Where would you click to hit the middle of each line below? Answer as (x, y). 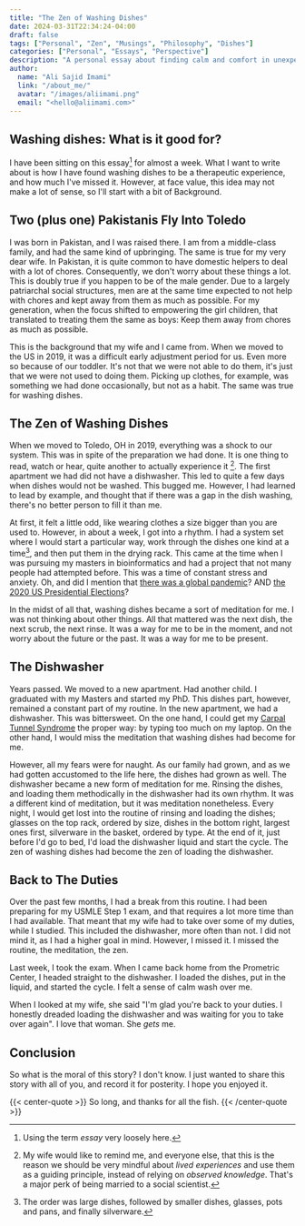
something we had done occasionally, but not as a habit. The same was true (152, 385)
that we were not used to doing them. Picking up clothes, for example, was (149, 376)
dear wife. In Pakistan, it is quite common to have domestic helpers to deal (148, 261)
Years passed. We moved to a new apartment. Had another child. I (133, 688)
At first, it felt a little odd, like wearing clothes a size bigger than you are (143, 523)
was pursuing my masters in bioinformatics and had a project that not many (151, 563)
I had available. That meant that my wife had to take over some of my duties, (152, 921)
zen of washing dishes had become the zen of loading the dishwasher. (142, 851)
